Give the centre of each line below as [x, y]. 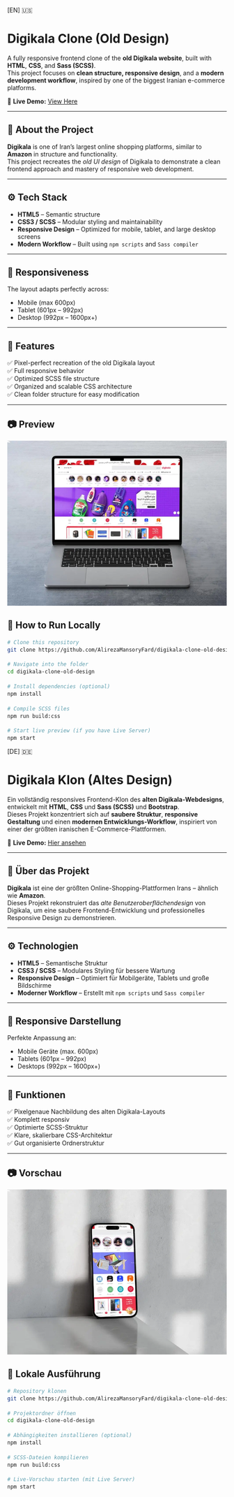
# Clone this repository [43, 642]
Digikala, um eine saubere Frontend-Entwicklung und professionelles [106, 910]
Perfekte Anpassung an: [42, 1038]
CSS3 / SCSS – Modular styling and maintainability [90, 221]
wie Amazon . [26, 895]
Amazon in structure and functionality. [63, 154]
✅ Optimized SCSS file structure [53, 379]
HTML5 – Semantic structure [59, 214]
